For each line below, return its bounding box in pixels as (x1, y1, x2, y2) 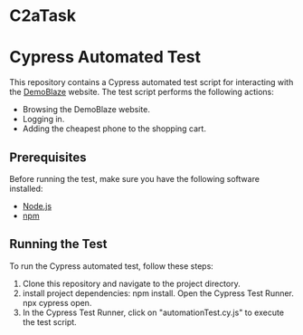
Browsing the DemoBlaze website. (22, 104, 151, 115)
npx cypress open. (22, 297, 92, 308)
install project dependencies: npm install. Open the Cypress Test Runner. (22, 287, 294, 299)
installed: (9, 183, 43, 194)
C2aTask (9, 5, 77, 26)
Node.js (22, 200, 52, 211)
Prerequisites (9, 149, 87, 165)
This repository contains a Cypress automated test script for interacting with (9, 77, 294, 88)
